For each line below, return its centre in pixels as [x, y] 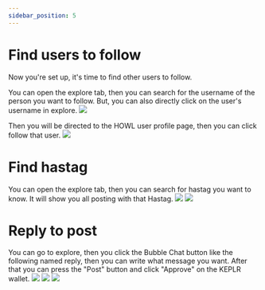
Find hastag [48, 167]
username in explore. [43, 110]
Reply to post [53, 230]
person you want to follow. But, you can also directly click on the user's [125, 101]
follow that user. [35, 135]
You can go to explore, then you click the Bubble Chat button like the [121, 253]
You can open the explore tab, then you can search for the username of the [132, 92]
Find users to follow [75, 54]
